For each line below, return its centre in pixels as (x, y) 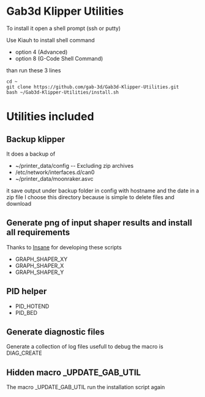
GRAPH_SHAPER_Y (39, 272)
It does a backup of (31, 154)
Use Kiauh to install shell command (50, 40)
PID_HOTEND (32, 306)
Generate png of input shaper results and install (99, 223)
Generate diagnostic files (56, 332)
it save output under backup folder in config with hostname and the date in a (103, 191)
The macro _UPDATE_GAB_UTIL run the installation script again (86, 387)
